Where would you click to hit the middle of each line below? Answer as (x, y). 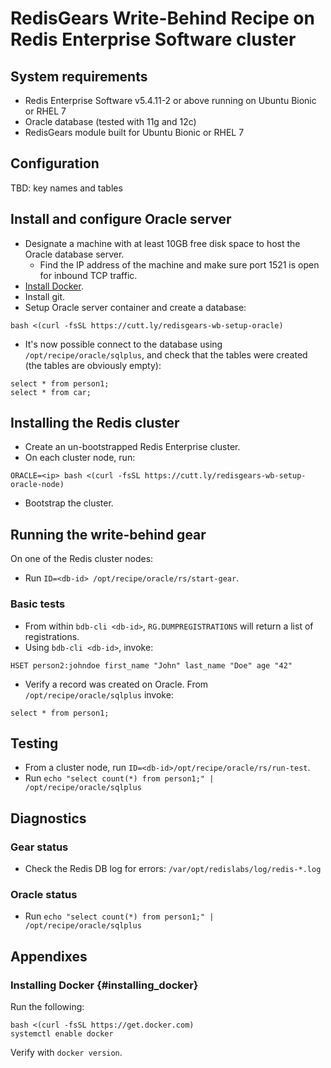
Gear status (39, 847)
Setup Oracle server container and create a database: (135, 307)
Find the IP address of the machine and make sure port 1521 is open (179, 264)
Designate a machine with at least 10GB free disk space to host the (162, 243)
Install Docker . (54, 286)
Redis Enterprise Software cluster (153, 39)
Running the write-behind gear (108, 534)
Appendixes (49, 956)
